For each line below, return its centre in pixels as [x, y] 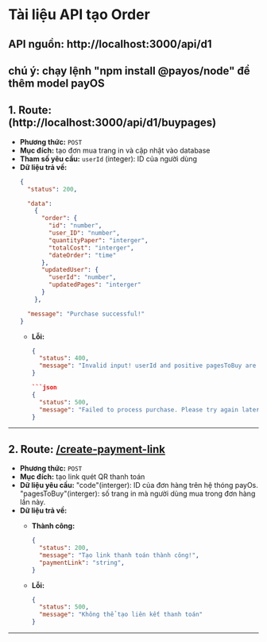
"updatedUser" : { [70, 270]
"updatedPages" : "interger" [95, 285]
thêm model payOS [56, 83]
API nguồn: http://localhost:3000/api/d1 [110, 44]
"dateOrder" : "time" [83, 255]
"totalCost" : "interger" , [91, 248]
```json [44, 388]
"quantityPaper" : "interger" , [99, 240]
